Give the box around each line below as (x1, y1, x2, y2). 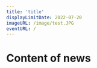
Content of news (6, 52, 92, 65)
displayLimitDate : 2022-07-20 (6, 14, 83, 20)
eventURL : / (6, 25, 36, 32)
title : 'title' (6, 8, 45, 15)
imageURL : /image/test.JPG (6, 20, 74, 26)
